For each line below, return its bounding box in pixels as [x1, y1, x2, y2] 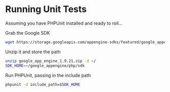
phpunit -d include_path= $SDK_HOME [5, 82, 80, 87]
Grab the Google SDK [5, 30, 50, 36]
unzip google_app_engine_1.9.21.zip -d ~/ [5, 58, 96, 63]
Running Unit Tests [5, 4, 87, 15]
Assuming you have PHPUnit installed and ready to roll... [5, 20, 123, 26]
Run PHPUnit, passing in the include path [5, 72, 91, 78]
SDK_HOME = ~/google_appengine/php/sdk [5, 63, 85, 68]
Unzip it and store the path [5, 49, 61, 55]
